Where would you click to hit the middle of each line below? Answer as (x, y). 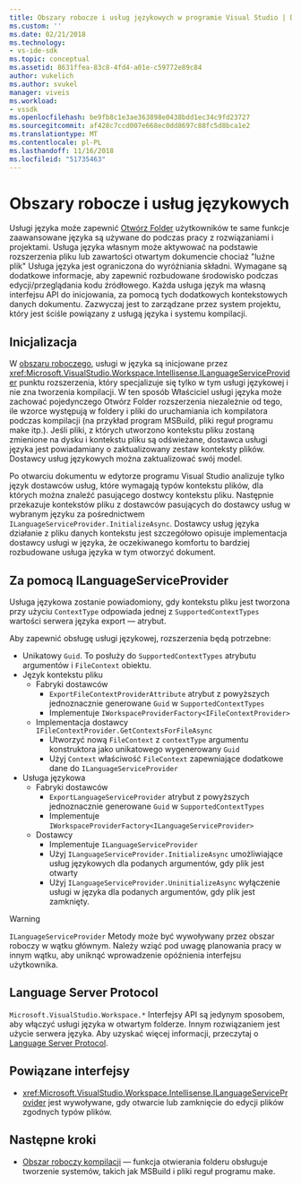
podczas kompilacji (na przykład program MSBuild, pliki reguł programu (141, 421)
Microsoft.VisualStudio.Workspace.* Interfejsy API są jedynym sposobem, (147, 1014)
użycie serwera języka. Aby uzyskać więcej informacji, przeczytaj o (134, 1033)
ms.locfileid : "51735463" (57, 159)
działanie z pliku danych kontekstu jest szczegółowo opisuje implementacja (148, 533)
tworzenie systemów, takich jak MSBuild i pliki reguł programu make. (149, 1171)
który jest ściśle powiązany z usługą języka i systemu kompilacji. (129, 313)
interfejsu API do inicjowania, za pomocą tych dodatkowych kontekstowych (149, 295)
